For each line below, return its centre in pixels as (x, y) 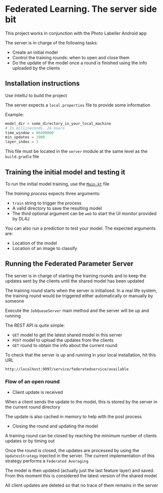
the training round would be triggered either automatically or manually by (79, 296)
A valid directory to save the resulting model (57, 208)
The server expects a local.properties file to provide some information (78, 105)
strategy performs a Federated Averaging (47, 461)
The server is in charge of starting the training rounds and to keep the (76, 276)
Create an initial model (35, 52)
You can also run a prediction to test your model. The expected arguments (81, 228)
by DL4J (21, 218)
